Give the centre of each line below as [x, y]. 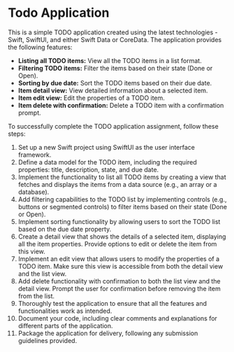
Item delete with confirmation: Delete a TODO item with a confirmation [121, 105]
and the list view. [42, 274]
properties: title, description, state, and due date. [88, 169]
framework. [35, 155]
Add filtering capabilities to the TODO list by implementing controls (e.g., [122, 199]
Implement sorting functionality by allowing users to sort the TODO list [119, 221]
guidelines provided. [47, 340]
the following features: [40, 47]
